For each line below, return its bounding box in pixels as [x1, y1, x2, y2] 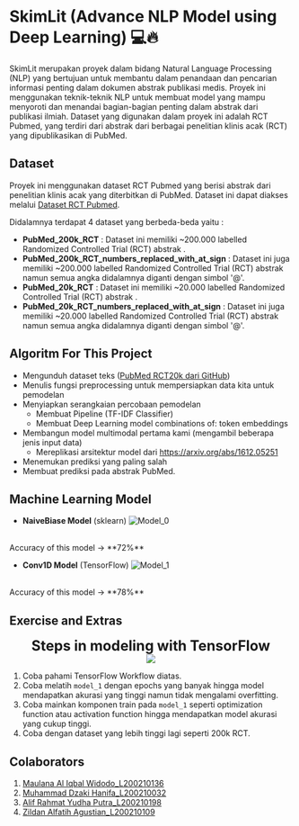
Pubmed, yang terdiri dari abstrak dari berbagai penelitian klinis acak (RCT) [9, 120, 288, 131]
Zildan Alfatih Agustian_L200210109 [22, 807, 155, 817]
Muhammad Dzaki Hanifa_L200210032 [22, 787, 167, 798]
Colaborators [9, 754, 85, 769]
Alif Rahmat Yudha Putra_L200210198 [22, 797, 162, 807]
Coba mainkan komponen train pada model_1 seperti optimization [22, 699, 263, 710]
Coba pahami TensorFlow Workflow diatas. [22, 670, 182, 681]
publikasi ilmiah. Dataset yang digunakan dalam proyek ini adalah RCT [9, 111, 268, 121]
